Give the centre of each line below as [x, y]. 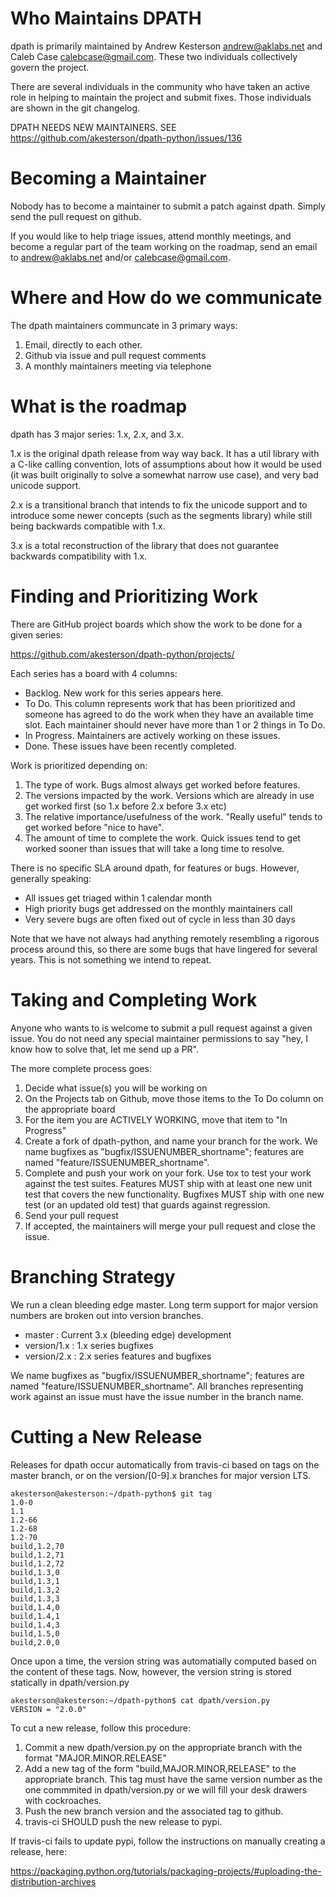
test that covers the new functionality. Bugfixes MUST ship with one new [174, 1194]
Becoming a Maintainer [108, 178]
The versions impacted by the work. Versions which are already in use [169, 795]
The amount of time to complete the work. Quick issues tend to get [162, 838]
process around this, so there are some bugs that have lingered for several [164, 949]
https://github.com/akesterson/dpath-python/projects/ [122, 654]
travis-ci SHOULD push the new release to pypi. [123, 1821]
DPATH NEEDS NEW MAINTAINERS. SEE [93, 127]
